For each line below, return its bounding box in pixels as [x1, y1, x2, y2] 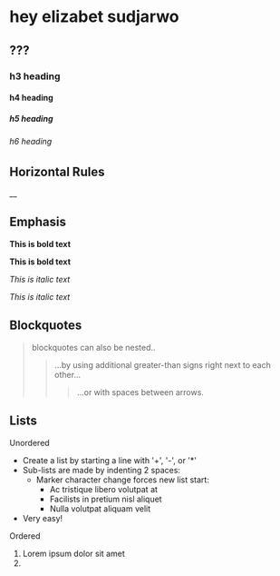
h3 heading [9, 70, 61, 83]
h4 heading [9, 93, 53, 104]
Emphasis [9, 214, 66, 230]
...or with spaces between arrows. [76, 386, 204, 397]
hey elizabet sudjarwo [9, 6, 179, 27]
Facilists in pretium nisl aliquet [49, 493, 162, 504]
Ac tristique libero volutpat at [49, 483, 159, 494]
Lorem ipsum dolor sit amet [22, 548, 125, 559]
